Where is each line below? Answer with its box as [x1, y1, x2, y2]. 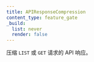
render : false [12, 32, 48, 38]
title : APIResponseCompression [6, 9, 86, 15]
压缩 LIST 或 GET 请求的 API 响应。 [6, 49, 92, 57]
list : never [12, 26, 43, 32]
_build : [6, 20, 26, 26]
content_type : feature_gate [6, 15, 78, 21]
